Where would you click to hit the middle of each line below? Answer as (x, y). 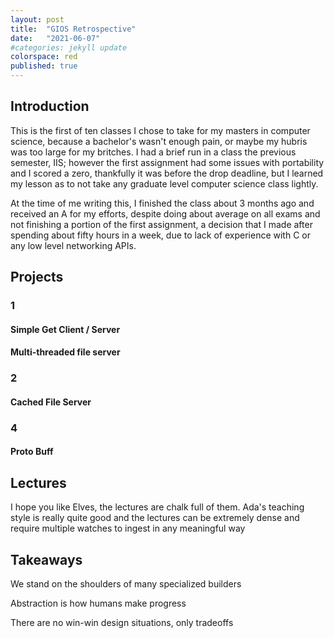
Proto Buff (32, 452)
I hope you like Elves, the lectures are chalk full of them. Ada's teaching (157, 507)
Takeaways (46, 559)
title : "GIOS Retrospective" (73, 29)
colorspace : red (44, 57)
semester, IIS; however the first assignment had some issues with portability (167, 162)
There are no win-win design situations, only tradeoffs (122, 622)
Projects (37, 277)
